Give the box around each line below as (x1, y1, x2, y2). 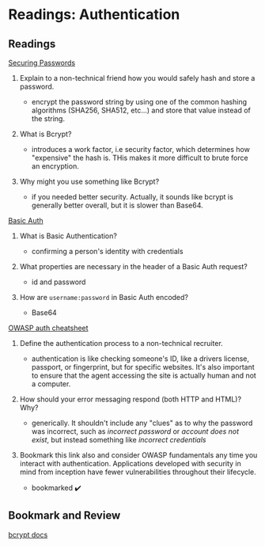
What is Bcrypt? (19, 129, 72, 139)
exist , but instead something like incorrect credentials (31, 435, 206, 444)
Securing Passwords (8, 58, 76, 67)
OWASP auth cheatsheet (8, 323, 89, 332)
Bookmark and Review (8, 509, 121, 522)
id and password (31, 277, 86, 287)
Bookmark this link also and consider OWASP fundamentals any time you (19, 450, 258, 460)
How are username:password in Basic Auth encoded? (19, 293, 188, 302)
